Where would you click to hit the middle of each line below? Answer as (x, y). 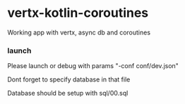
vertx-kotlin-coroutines (78, 13)
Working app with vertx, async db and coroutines (79, 32)
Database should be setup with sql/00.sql (68, 93)
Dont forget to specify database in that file (69, 79)
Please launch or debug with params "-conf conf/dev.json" (93, 66)
